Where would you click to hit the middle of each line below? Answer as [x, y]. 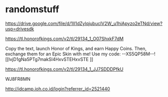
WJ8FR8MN [18, 79]
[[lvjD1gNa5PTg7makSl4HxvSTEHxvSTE [47, 59]
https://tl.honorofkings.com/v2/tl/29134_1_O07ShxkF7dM [64, 39]
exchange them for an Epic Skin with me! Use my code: [63, 54]
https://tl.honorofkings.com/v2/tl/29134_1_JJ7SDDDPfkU [64, 69]
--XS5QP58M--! [139, 54]
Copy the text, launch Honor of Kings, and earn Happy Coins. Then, [76, 48]
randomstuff [32, 9]
